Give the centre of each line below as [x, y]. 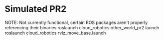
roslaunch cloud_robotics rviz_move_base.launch [55, 33]
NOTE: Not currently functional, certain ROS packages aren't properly [76, 22]
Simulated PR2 [36, 9]
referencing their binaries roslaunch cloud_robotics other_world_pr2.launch [82, 27]
